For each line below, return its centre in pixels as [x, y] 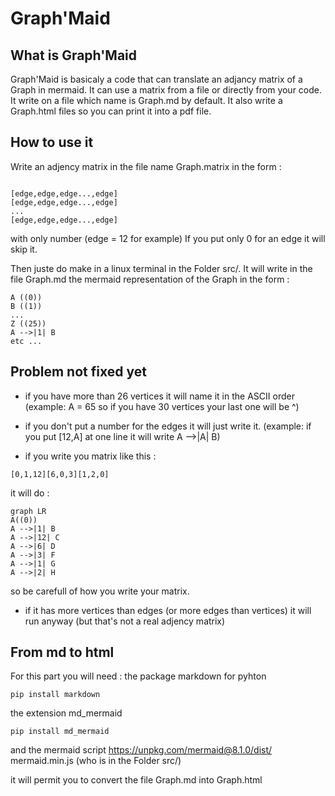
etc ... [26, 341]
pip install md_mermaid [60, 732]
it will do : [30, 493]
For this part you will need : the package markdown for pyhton [138, 676]
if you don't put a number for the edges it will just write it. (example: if [168, 426]
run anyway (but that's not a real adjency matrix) [125, 621]
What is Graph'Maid [74, 55]
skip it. [24, 249]
